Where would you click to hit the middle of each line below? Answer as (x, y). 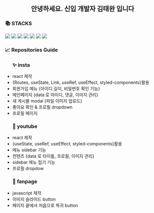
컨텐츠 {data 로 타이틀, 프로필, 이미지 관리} (53, 156)
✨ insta (21, 65)
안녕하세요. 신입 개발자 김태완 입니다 (83, 9)
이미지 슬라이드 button (34, 199)
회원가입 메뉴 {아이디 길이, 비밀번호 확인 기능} (56, 88)
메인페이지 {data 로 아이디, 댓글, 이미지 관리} (55, 95)
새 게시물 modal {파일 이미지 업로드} (47, 101)
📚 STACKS (19, 24)
